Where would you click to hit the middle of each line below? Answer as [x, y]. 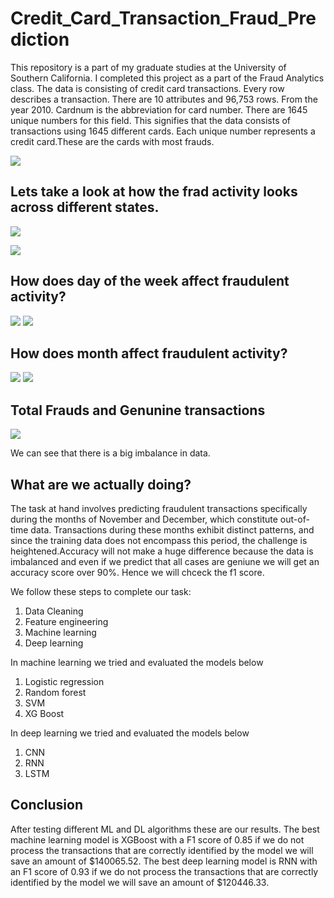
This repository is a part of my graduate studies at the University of [148, 67]
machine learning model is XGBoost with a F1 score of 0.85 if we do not [157, 839]
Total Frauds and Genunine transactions [138, 410]
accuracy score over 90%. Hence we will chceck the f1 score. [137, 572]
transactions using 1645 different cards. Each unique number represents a [163, 131]
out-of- [294, 519]
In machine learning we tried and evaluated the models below [137, 662]
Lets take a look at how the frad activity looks [154, 192]
